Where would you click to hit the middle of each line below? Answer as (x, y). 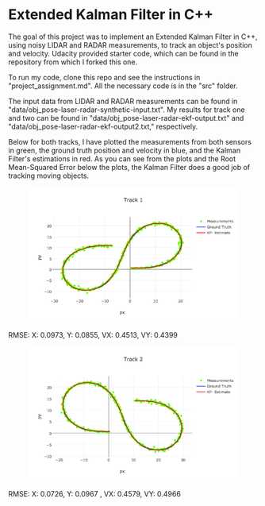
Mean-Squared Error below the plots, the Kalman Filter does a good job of (129, 167)
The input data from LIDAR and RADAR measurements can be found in (123, 101)
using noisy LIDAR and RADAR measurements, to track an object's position (130, 44)
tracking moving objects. (49, 176)
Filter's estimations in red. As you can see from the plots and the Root (122, 158)
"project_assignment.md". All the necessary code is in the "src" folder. (123, 86)
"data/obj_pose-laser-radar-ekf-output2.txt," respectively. (103, 126)
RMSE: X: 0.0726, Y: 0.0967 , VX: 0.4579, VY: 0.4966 (94, 494)
